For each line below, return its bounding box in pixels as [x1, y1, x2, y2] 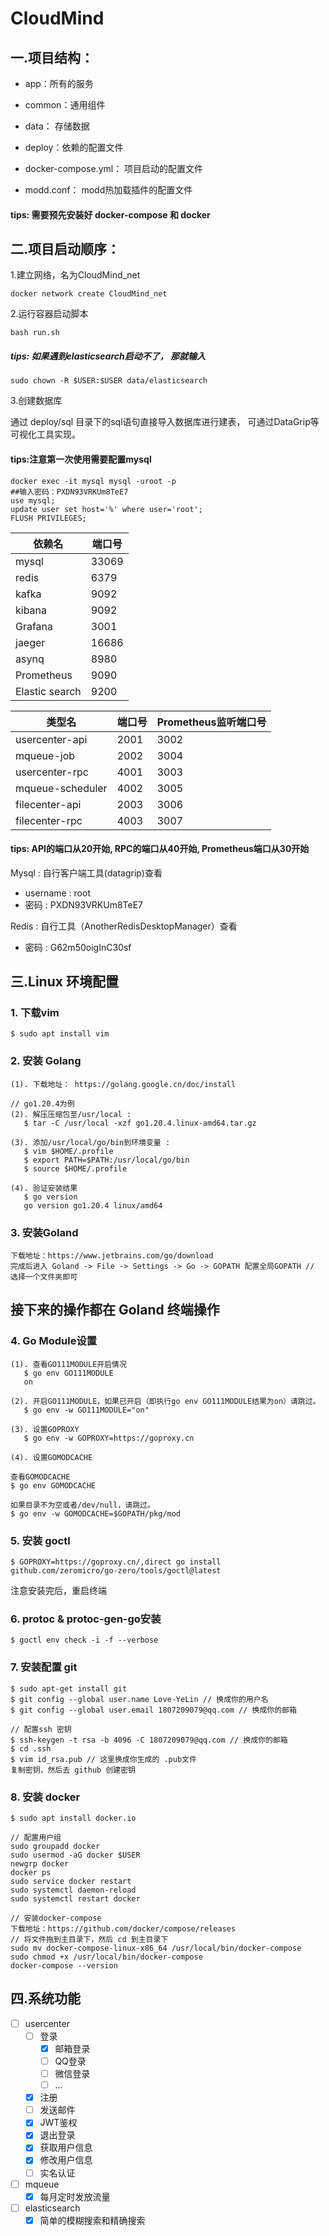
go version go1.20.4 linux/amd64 [23, 1200, 163, 1211]
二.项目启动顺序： [10, 240, 121, 257]
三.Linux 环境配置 [10, 973, 119, 991]
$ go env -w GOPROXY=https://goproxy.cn [23, 1433, 195, 1443]
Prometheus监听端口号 [156, 715, 267, 729]
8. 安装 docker [10, 1790, 81, 1804]
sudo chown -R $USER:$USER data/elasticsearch [10, 376, 208, 386]
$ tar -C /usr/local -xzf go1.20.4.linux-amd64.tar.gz [23, 1118, 257, 1128]
